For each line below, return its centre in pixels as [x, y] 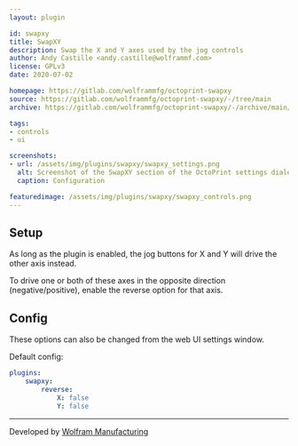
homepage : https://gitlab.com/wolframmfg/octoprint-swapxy [121, 91]
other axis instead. [43, 264]
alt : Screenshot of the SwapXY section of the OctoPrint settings [142, 172]
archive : [25, 108]
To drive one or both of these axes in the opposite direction [118, 281]
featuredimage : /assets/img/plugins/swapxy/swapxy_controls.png [130, 196]
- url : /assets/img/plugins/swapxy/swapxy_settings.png [114, 164]
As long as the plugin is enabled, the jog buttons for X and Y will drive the [143, 254]
